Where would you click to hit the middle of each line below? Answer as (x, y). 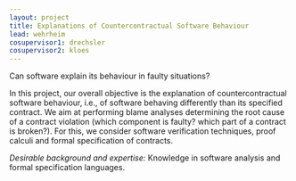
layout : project (39, 17)
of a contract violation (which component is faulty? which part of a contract (148, 122)
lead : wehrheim (37, 34)
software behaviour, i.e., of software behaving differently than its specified (146, 103)
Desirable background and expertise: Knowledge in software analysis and (145, 158)
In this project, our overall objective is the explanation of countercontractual (148, 94)
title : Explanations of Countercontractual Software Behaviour (129, 26)
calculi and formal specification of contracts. (91, 141)
